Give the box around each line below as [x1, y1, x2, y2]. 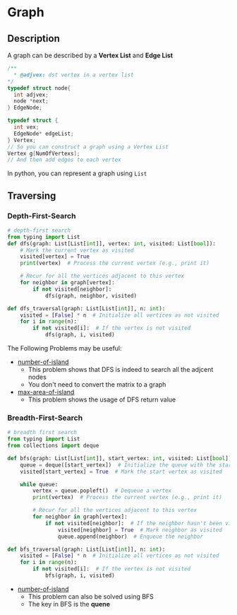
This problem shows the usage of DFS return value [28, 395, 176, 404]
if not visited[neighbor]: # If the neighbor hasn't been [44, 520, 222, 527]
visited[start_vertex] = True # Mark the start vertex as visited [20, 468, 222, 475]
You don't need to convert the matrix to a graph [28, 380, 166, 389]
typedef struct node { [7, 84, 71, 92]
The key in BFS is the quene [28, 599, 111, 608]
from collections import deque [7, 443, 99, 450]
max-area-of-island [17, 388, 75, 397]
